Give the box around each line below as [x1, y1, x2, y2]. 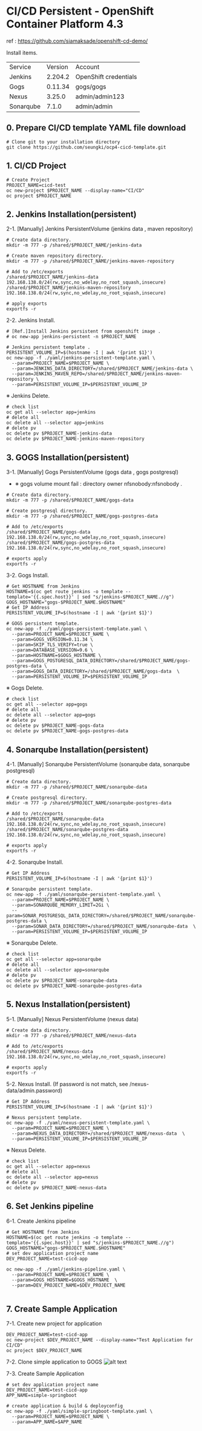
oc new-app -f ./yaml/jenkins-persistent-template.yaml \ [6, 355, 155, 361]
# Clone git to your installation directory [6, 138, 120, 145]
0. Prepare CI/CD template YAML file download [6, 123, 186, 133]
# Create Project [6, 177, 50, 183]
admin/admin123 [75, 92, 125, 101]
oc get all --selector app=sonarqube [6, 956, 102, 962]
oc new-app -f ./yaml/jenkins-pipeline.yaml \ [6, 1266, 126, 1273]
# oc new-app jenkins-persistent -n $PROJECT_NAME [6, 334, 137, 340]
